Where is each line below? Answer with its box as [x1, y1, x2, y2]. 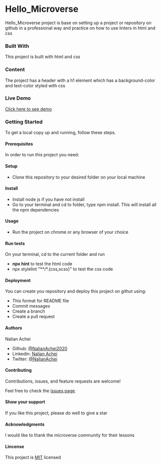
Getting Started [5, 118, 43, 125]
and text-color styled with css [5, 82, 65, 88]
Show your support [5, 399, 45, 405]
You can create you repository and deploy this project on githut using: [5, 288, 146, 294]
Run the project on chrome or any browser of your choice [12, 229, 129, 235]
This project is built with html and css [5, 54, 80, 60]
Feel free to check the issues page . [5, 388, 76, 393]
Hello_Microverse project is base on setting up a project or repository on [5, 20, 152, 26]
